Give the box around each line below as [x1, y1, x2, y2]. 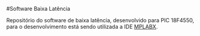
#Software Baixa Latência [6, 5, 71, 12]
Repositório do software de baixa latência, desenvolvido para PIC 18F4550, [6, 17, 195, 23]
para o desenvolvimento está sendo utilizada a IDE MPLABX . [6, 23, 158, 30]
